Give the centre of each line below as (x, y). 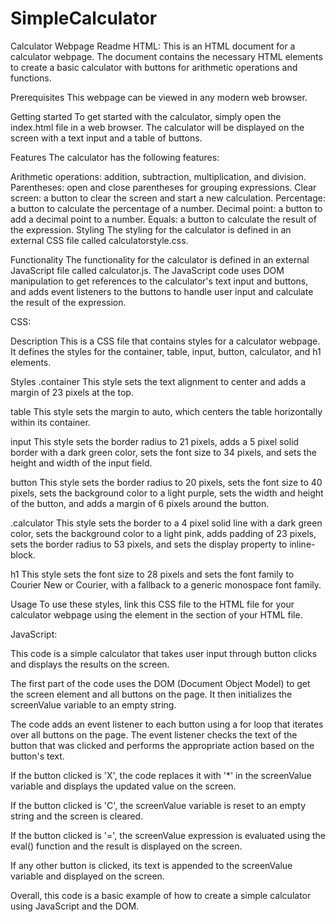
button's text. (37, 756)
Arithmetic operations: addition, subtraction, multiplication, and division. (158, 176)
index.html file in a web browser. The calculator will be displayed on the (157, 127)
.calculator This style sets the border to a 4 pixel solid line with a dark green (166, 523)
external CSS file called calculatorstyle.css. (99, 240)
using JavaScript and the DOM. (75, 906)
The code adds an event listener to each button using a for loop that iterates (167, 724)
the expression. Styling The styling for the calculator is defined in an (151, 229)
